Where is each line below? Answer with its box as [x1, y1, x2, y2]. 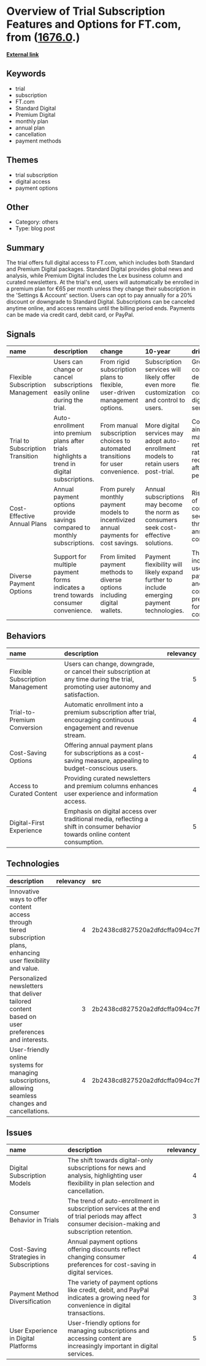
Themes [6, 155, 39, 165]
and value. [9, 964, 40, 972]
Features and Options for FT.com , [6, 17, 181, 31]
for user [100, 459, 123, 468]
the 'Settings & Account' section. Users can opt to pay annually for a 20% [6, 292, 193, 299]
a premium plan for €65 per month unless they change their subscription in [6, 285, 196, 292]
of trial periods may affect [67, 1212, 142, 1220]
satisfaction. [64, 690, 100, 698]
